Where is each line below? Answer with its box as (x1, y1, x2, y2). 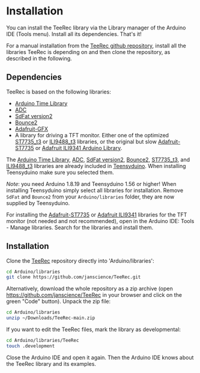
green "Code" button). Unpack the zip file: (6, 298, 111, 305)
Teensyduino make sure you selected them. (6, 169, 114, 176)
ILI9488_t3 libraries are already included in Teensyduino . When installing (6, 162, 186, 169)
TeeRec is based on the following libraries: (6, 88, 111, 95)
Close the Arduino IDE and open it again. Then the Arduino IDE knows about (6, 354, 194, 361)
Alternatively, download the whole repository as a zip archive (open (6, 285, 173, 292)
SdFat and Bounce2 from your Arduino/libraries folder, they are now (6, 193, 175, 200)
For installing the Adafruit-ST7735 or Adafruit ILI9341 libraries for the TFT (6, 211, 187, 218)
